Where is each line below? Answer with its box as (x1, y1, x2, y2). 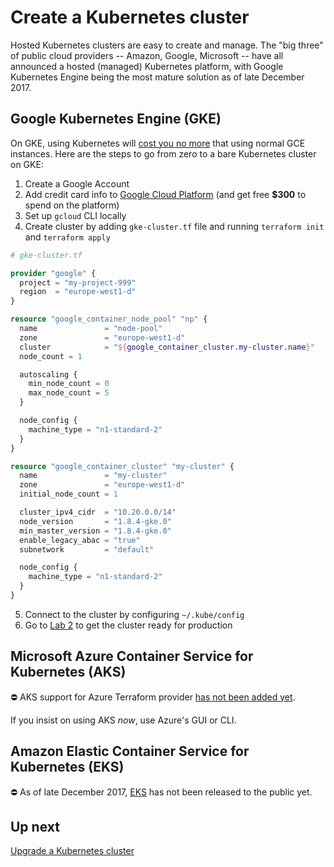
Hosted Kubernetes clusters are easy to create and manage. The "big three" (10, 39, 324, 51)
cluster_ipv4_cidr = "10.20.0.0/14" (19, 507, 177, 517)
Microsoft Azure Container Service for (10, 648, 254, 665)
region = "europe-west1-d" (19, 287, 137, 297)
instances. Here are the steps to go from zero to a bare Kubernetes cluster (10, 147, 317, 160)
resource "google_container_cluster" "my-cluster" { (10, 461, 235, 471)
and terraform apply (24, 231, 111, 243)
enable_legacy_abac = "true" (19, 535, 141, 545)
